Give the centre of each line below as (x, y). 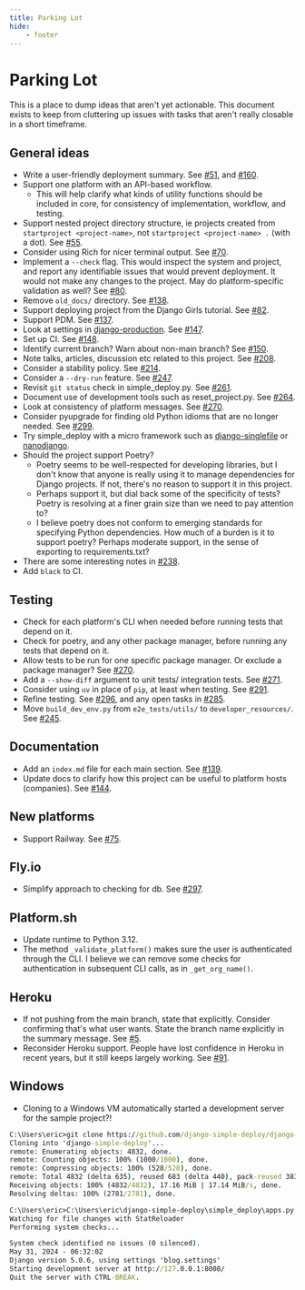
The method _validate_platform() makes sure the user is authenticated (157, 949)
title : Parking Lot (46, 18)
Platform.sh (44, 917)
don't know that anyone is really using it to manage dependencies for (165, 475)
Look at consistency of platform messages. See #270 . (123, 407)
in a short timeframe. (49, 125)
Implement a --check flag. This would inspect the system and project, (152, 262)
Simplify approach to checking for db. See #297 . (113, 889)
